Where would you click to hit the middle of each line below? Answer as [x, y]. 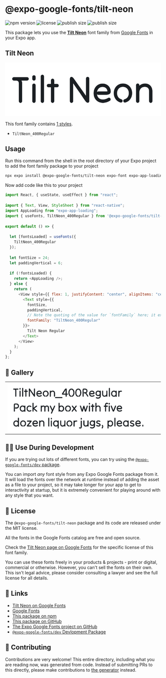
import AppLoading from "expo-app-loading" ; [52, 211]
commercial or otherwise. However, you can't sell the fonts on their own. [79, 567]
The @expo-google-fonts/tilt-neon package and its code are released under [83, 523]
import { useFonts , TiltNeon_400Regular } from [55, 216]
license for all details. [27, 578]
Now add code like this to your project [44, 185]
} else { [19, 284]
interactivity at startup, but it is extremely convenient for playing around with [83, 490]
